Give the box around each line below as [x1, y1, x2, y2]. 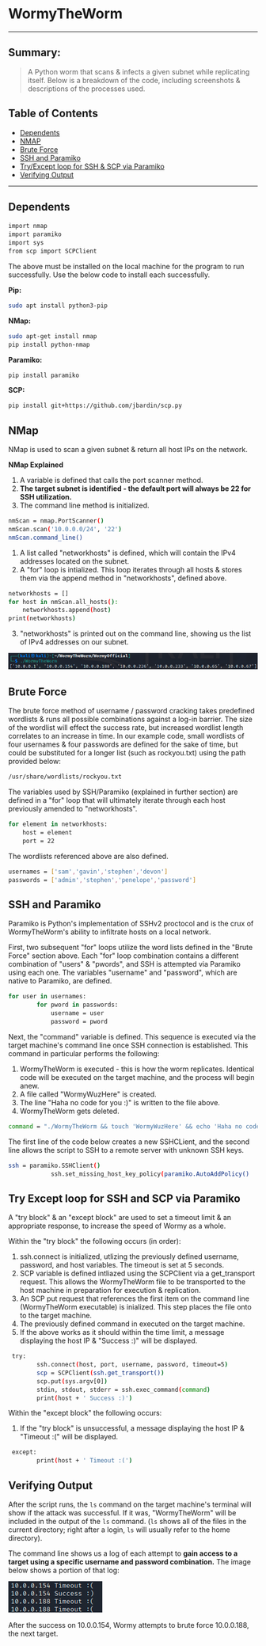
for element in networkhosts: [8, 820, 108, 828]
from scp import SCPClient [8, 247, 97, 255]
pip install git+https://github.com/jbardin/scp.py [8, 401, 182, 410]
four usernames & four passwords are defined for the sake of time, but [8, 739, 238, 749]
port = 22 [22, 837, 55, 845]
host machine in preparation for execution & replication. [19, 1286, 201, 1295]
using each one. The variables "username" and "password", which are [8, 967, 237, 978]
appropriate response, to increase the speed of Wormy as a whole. [8, 1221, 226, 1231]
